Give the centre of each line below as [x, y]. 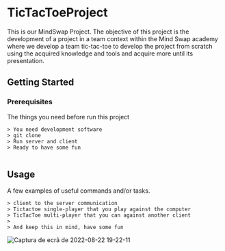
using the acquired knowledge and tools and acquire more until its [100, 53]
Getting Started [41, 83]
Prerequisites [30, 102]
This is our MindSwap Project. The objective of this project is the [98, 32]
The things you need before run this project [68, 117]
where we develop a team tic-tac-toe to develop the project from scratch [110, 46]
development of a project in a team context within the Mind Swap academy [113, 38]
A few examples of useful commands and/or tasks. [79, 191]
